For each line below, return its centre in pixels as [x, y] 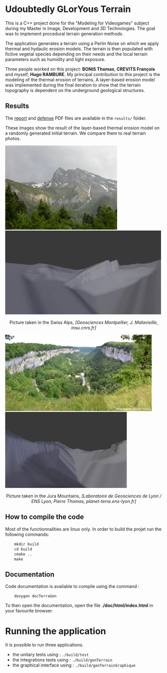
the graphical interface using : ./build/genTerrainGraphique [74, 665]
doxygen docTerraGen [35, 596]
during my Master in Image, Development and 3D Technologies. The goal [80, 28]
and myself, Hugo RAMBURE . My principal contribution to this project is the [83, 74]
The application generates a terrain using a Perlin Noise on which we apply [82, 43]
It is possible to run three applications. [44, 645]
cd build [23, 549]
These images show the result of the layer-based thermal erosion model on [83, 128]
